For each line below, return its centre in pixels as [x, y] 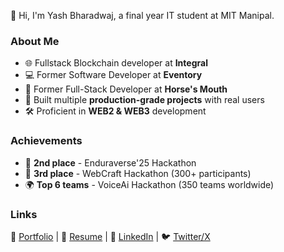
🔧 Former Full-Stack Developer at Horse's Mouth [126, 89]
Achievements [46, 141]
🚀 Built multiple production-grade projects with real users [144, 100]
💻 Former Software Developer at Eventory [113, 75]
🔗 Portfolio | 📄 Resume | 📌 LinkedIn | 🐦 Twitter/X [110, 236]
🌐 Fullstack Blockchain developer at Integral [116, 63]
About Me [35, 41]
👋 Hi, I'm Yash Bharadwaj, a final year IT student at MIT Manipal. [142, 15]
